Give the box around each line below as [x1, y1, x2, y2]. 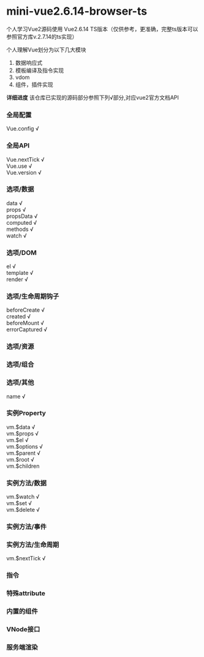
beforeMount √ [6, 320, 45, 327]
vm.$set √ [6, 500, 32, 507]
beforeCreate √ [6, 306, 45, 313]
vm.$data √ [6, 423, 36, 430]
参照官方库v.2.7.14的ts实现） [6, 32, 78, 40]
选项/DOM [6, 248, 37, 257]
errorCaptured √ [6, 326, 48, 333]
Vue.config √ [6, 125, 39, 132]
